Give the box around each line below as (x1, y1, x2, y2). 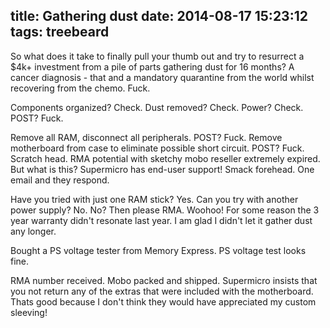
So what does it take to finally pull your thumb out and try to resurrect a (10, 50, 305, 62)
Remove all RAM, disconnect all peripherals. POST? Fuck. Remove (10, 131, 283, 143)
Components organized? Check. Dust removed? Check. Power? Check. (10, 101, 304, 113)
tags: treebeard (10, 24, 110, 41)
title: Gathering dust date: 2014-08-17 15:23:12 (10, 8, 308, 25)
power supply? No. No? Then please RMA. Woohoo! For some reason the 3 (10, 204, 320, 216)
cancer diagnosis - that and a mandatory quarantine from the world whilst (10, 71, 315, 83)
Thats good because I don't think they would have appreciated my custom (10, 295, 317, 308)
